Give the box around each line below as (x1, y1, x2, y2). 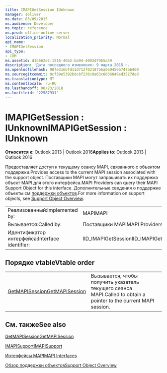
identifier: (7, 242, 30, 249)
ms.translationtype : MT (5, 76, 55, 81)
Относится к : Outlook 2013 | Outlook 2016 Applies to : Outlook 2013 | (5, 149, 147, 155)
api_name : (5, 40, 26, 45)
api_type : (5, 49, 26, 54)
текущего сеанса (90, 285, 133, 292)
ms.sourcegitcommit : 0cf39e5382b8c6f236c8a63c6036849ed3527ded (5, 72, 139, 77)
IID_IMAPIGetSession (83, 235, 132, 242)
